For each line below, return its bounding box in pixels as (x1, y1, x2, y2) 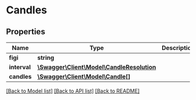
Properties (6, 27, 45, 37)
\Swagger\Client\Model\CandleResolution (37, 63, 156, 71)
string (37, 53, 54, 62)
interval (9, 63, 31, 71)
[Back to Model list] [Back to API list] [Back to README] (6, 88, 140, 94)
